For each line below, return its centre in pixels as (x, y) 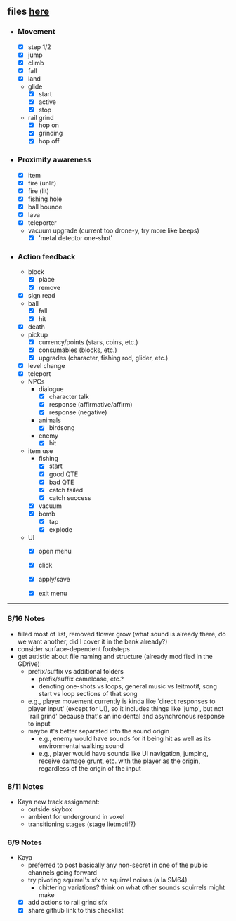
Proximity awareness (54, 159)
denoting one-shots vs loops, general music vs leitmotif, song (128, 686)
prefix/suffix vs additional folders (76, 671)
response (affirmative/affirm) (91, 405)
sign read (41, 295)
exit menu (53, 594)
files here (28, 12)
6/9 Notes (25, 842)
